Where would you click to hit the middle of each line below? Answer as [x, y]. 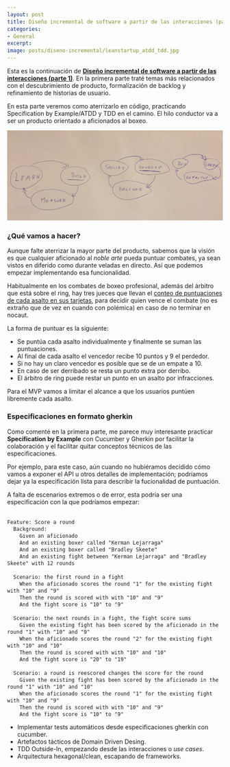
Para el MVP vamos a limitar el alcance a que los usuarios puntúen [101, 392]
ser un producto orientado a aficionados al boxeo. [78, 121]
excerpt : [20, 44]
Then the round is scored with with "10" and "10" [93, 652]
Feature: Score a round [41, 522]
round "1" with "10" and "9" [49, 632]
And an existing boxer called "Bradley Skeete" [88, 550]
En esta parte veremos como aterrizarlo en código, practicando [97, 106]
